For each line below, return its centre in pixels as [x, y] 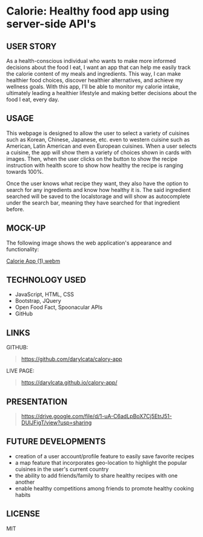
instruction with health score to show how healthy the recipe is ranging [95, 165]
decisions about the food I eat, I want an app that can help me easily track [98, 67]
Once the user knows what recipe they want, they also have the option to [98, 183]
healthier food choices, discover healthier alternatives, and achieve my [95, 80]
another [25, 482]
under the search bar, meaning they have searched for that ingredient [93, 203]
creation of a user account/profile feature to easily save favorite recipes [105, 456]
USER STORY [32, 46]
